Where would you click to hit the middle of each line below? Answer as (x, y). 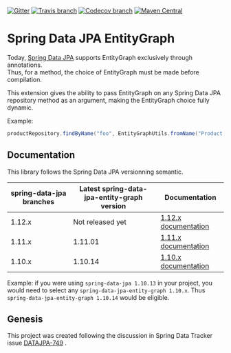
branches (38, 201)
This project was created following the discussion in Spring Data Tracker (110, 336)
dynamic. (20, 108)
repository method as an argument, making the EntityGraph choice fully (108, 100)
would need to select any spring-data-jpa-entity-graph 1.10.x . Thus (106, 290)
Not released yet (100, 222)
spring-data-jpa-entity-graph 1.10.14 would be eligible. (88, 297)
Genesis (25, 320)
